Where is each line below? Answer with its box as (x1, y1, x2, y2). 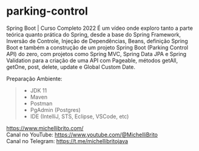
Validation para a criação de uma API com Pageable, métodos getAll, (6, 57, 178, 64)
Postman (30, 99, 53, 107)
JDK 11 (30, 86, 47, 94)
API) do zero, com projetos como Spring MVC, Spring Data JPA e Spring (6, 50, 187, 57)
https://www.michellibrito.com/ (6, 124, 84, 132)
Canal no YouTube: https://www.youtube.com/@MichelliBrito (6, 131, 158, 138)
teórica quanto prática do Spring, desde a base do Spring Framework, (6, 30, 181, 38)
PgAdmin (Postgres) (30, 106, 81, 113)
